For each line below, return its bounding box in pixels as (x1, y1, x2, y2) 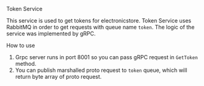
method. (15, 60, 37, 67)
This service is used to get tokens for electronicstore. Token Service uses (6, 17, 191, 24)
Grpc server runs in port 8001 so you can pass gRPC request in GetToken (15, 54, 199, 60)
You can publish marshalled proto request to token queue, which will (15, 66, 188, 74)
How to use (6, 42, 35, 49)
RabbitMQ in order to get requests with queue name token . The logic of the (6, 24, 195, 30)
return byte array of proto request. (15, 73, 102, 80)
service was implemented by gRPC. (6, 30, 96, 37)
